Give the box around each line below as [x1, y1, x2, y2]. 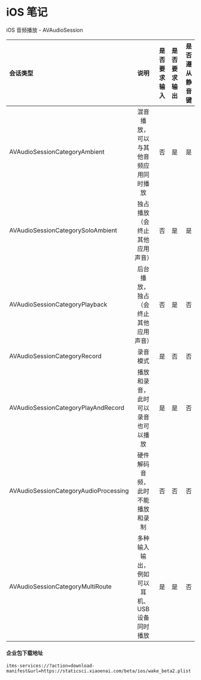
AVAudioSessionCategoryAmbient [9, 147, 105, 156]
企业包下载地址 [6, 649, 43, 656]
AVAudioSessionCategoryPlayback [9, 300, 108, 308]
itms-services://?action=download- [6, 663, 95, 669]
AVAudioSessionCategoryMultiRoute [9, 582, 112, 590]
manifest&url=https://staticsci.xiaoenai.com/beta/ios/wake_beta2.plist [6, 668, 191, 674]
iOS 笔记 [6, 5, 48, 19]
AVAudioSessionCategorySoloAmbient [9, 226, 118, 234]
